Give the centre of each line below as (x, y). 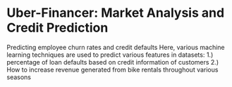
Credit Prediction (57, 28)
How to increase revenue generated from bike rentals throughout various (112, 69)
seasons (19, 77)
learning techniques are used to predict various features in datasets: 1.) (110, 55)
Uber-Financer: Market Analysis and (116, 13)
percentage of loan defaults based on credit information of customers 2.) (113, 62)
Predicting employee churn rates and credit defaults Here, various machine (116, 47)
